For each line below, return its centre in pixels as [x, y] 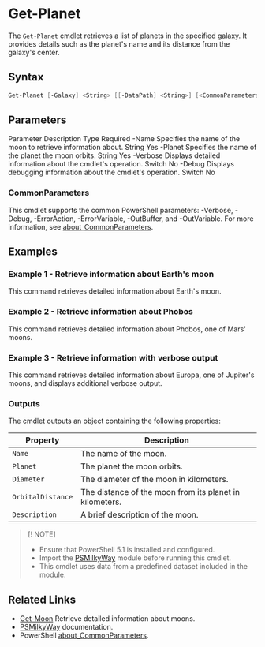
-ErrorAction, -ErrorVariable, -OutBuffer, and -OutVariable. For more [144, 219]
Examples [33, 252]
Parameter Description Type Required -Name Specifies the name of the [124, 139]
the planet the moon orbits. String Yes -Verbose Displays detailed [114, 155]
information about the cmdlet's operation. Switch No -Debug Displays [121, 164]
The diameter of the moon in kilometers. [154, 480]
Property [43, 440]
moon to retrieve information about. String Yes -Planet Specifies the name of [132, 148]
